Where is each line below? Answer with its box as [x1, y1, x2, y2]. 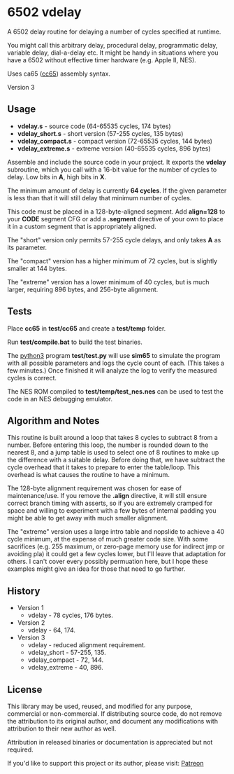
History [7, 585, 41, 597]
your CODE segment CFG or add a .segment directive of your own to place [7, 214, 224, 223]
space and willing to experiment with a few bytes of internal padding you [7, 506, 217, 515]
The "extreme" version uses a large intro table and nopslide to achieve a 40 [7, 527, 225, 536]
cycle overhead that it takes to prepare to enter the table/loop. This [7, 463, 200, 471]
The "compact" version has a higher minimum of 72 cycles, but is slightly [7, 256, 218, 265]
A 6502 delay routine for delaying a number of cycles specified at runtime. [7, 27, 221, 36]
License [7, 684, 43, 696]
